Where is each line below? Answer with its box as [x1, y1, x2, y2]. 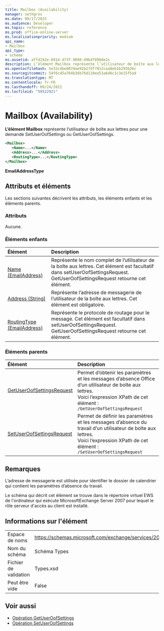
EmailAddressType [5, 168, 44, 174]
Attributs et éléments [5, 182, 71, 191]
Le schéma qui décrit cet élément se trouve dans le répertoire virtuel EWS [5, 493, 154, 498]
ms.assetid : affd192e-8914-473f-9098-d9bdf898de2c [5, 57, 110, 62]
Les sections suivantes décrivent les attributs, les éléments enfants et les [5, 195, 152, 201]
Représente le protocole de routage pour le [51, 309, 150, 316]
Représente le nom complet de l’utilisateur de [51, 257, 155, 264]
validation [7, 571, 30, 578]
